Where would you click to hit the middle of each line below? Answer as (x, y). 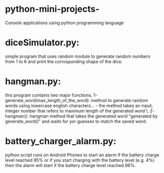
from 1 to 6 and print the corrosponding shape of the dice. (64, 61)
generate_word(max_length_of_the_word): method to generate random (77, 100)
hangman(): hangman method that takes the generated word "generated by (82, 116)
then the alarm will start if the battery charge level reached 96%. (71, 165)
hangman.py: (33, 82)
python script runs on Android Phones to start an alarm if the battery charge (82, 155)
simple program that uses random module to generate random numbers (78, 56)
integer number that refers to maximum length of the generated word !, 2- (80, 111)
